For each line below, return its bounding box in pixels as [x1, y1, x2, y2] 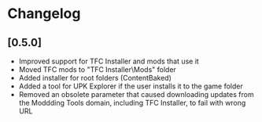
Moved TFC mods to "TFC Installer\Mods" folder [18, 65, 176, 74]
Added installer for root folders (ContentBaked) [18, 74, 172, 82]
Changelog [7, 5, 81, 23]
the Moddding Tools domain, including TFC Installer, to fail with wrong [18, 99, 246, 107]
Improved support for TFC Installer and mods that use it [18, 56, 200, 66]
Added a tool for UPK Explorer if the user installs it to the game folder [18, 81, 243, 91]
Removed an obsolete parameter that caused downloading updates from [18, 90, 254, 99]
